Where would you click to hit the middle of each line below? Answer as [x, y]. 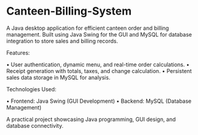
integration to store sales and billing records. [62, 41]
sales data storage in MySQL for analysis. [58, 77]
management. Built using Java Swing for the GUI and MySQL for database [99, 34]
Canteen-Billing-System [69, 11]
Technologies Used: [31, 89]
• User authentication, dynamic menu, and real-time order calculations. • [98, 64]
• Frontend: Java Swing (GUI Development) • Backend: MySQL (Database [99, 101]
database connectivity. [35, 125]
